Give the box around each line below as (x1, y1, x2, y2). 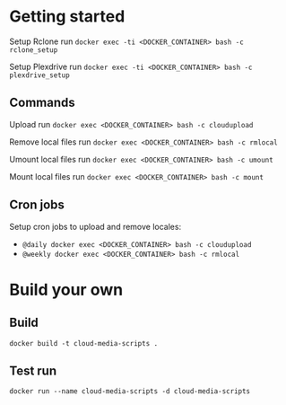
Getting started (9, 6, 126, 27)
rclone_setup (9, 45, 58, 55)
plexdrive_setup (9, 70, 70, 80)
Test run (9, 363, 57, 378)
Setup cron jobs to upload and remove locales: (9, 221, 182, 232)
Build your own (9, 279, 124, 300)
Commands (9, 95, 76, 110)
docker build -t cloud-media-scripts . (9, 339, 159, 348)
